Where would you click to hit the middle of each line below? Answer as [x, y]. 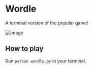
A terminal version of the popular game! [47, 23]
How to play [24, 49]
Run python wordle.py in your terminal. [46, 61]
